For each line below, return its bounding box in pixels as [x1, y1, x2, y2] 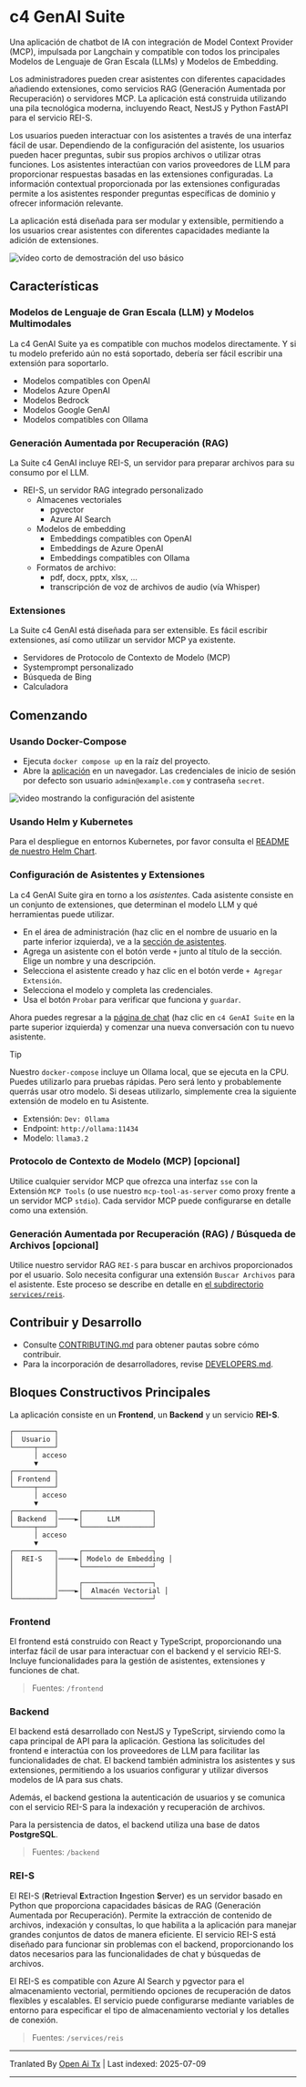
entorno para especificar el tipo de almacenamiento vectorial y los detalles [9, 2004, 290, 2015]
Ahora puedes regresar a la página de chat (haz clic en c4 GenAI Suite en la [9, 1011, 295, 1022]
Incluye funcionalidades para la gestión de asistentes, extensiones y [9, 1655, 266, 1666]
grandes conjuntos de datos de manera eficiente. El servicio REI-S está [9, 1928, 276, 1939]
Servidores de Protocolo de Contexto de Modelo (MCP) [22, 652, 230, 663]
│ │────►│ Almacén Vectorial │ [9, 1586, 169, 1595]
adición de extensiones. [9, 234, 99, 245]
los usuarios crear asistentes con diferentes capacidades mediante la [9, 225, 270, 236]
